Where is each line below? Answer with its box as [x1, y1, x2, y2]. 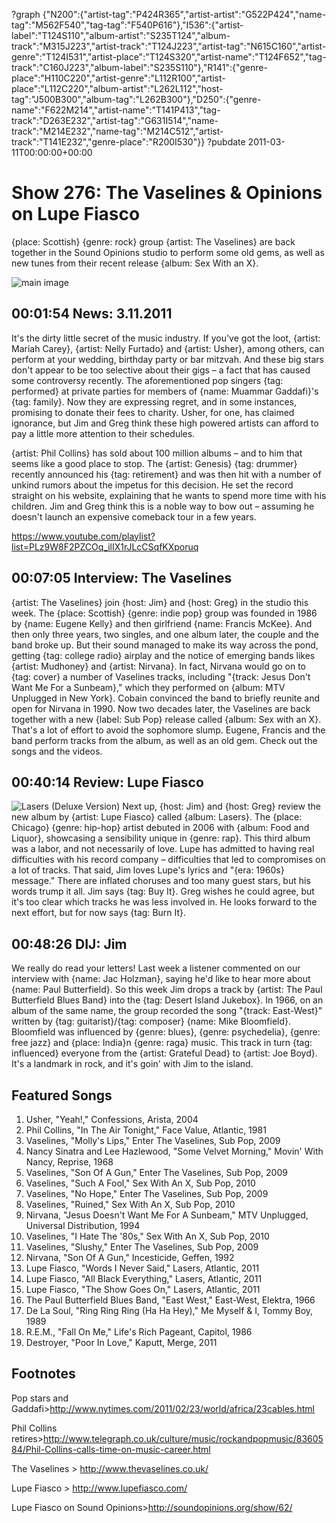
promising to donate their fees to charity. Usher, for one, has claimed [11, 406, 295, 418]
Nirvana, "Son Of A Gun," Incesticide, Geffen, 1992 [25, 1252, 235, 1263]
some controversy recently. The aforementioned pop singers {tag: [11, 374, 284, 386]
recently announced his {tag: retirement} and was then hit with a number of [11, 468, 322, 480]
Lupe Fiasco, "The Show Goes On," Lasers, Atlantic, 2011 [25, 1284, 261, 1295]
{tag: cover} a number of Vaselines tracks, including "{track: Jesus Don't [11, 670, 311, 683]
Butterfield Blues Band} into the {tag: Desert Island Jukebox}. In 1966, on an [11, 994, 324, 1006]
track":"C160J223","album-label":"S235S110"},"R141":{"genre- [11, 62, 268, 73]
